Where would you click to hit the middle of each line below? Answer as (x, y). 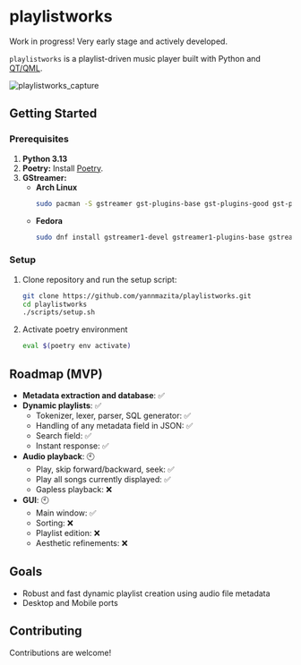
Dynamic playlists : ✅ (62, 405)
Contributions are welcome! (60, 652)
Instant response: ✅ (72, 446)
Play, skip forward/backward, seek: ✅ (105, 469)
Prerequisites (39, 139)
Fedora (49, 220)
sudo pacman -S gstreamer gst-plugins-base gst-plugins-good (152, 203)
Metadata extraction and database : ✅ (94, 395)
